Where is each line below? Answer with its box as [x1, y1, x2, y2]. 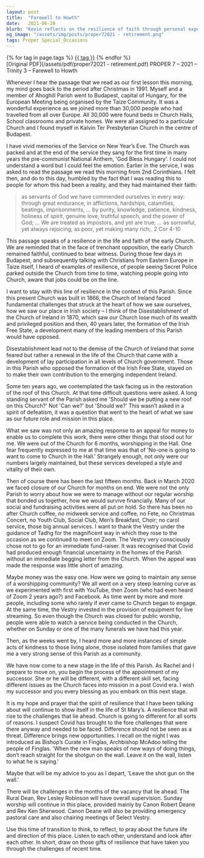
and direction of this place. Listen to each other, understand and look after [6, 832, 192, 839]
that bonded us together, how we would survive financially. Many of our [6, 497, 186, 504]
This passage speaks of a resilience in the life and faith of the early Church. [6, 237, 195, 244]
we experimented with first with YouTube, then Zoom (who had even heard [6, 586, 193, 594]
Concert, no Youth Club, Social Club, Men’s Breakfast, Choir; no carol [6, 516, 180, 523]
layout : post [6, 9, 39, 15]
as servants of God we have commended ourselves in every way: [21, 193, 185, 200]
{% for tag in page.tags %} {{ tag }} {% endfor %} [6, 54, 131, 61]
